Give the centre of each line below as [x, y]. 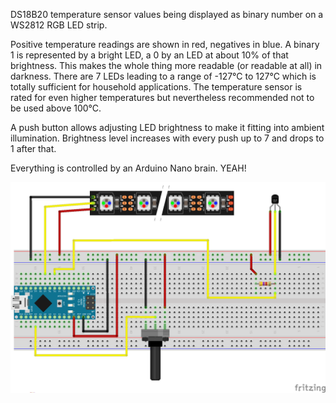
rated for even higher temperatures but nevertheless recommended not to [162, 97]
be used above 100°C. [56, 108]
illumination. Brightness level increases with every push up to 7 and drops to [167, 138]
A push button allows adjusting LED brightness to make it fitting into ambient [167, 127]
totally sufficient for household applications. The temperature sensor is [156, 87]
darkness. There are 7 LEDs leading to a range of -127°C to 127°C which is [163, 76]
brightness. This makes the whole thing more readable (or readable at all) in [166, 65]
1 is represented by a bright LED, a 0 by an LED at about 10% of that [149, 55]
